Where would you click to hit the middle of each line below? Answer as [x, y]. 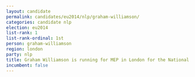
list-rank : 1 [22, 33]
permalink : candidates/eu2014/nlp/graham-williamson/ [73, 17]
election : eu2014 [27, 27]
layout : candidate [28, 11]
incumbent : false [27, 65]
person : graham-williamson [39, 44]
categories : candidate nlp [39, 22]
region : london [25, 49]
